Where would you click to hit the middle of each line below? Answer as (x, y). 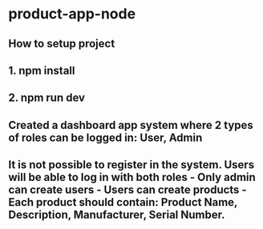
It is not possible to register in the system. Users (131, 165)
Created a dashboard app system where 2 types (131, 125)
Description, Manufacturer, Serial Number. (117, 215)
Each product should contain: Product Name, (123, 202)
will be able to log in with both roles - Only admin (132, 177)
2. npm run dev (47, 98)
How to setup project (62, 44)
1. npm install (42, 70)
